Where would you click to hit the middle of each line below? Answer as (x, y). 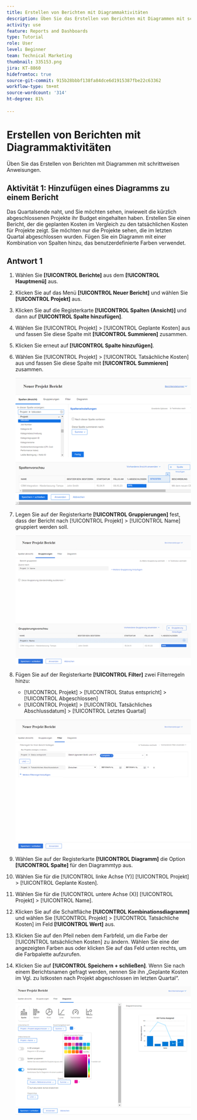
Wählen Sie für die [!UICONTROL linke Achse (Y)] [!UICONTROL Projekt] (102, 877)
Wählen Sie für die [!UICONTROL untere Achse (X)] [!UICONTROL (94, 894)
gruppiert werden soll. (42, 527)
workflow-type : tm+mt (33, 87)
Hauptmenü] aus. (37, 281)
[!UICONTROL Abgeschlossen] (61, 698)
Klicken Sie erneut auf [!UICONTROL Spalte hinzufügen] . (84, 345)
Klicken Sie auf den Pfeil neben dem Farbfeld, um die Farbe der (91, 936)
